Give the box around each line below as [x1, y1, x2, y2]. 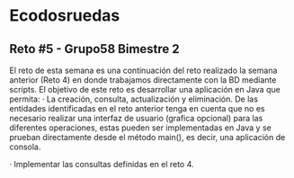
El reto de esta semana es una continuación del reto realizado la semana [9, 65, 278, 76]
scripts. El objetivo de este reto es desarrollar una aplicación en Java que [9, 85, 281, 94]
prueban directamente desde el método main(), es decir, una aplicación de [9, 132, 286, 142]
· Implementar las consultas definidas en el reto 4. [9, 159, 195, 169]
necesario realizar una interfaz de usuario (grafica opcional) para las [9, 113, 263, 123]
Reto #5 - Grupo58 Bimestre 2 [9, 41, 180, 57]
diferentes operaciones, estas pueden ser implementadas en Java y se [9, 122, 272, 133]
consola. [9, 141, 41, 152]
